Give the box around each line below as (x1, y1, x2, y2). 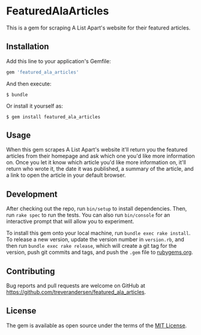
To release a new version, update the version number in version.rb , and (6, 236, 185, 243)
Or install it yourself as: (6, 102, 63, 109)
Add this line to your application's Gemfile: (6, 57, 111, 64)
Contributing (6, 266, 55, 276)
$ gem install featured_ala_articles (6, 114, 101, 120)
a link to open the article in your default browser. (6, 171, 126, 179)
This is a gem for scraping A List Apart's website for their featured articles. (6, 24, 191, 31)
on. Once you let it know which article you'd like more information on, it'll (6, 159, 186, 166)
